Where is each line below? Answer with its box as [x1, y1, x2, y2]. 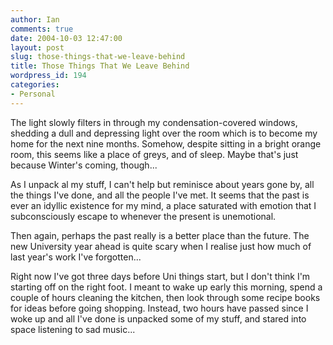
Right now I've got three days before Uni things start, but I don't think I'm [10, 270, 311, 282]
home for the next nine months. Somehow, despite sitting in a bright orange [10, 137, 322, 150]
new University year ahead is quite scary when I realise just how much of [10, 240, 312, 252]
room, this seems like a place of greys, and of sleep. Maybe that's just [10, 148, 299, 160]
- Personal [10, 89, 56, 99]
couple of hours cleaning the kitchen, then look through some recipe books [10, 291, 321, 303]
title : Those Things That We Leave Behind [10, 61, 190, 71]
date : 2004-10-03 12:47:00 [10, 33, 123, 43]
